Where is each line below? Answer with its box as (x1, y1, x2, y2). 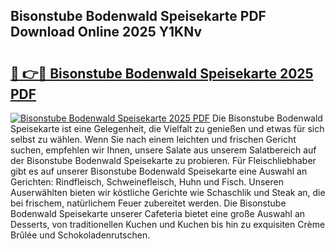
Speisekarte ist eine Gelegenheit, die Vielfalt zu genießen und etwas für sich (10, 123, 325, 134)
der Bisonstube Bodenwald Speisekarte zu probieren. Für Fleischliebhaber (10, 155, 317, 166)
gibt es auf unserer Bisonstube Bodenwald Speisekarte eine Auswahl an (10, 165, 308, 177)
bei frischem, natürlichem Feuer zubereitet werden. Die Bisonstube (10, 197, 287, 209)
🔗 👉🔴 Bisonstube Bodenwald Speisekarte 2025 (10, 65, 314, 82)
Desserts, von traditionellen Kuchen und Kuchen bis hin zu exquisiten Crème (10, 219, 326, 230)
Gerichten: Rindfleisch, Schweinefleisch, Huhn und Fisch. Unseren (10, 176, 284, 188)
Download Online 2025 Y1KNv (10, 24, 203, 41)
